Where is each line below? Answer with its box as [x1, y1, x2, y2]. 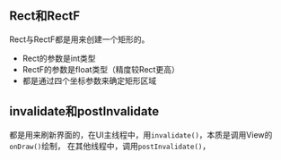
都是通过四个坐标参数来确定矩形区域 [22, 75, 157, 86]
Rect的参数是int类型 [22, 53, 96, 63]
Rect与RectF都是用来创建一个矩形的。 [9, 34, 150, 45]
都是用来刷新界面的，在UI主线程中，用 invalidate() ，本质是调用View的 [9, 129, 273, 140]
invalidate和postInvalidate [9, 104, 160, 119]
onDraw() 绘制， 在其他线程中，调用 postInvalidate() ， [9, 140, 211, 151]
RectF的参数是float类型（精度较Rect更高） [22, 63, 180, 74]
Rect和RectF [9, 8, 81, 24]
